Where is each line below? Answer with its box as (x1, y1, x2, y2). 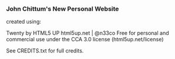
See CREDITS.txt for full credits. (6, 47, 84, 54)
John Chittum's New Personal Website (6, 5, 119, 13)
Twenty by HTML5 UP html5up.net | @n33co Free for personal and (6, 29, 170, 37)
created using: (6, 18, 41, 25)
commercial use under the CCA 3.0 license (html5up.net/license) (6, 36, 164, 43)
